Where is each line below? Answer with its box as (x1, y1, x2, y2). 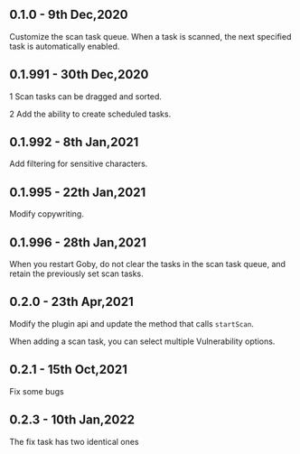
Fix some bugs (9, 385, 65, 396)
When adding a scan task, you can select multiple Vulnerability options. (9, 336, 276, 347)
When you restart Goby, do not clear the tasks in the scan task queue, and (9, 259, 286, 270)
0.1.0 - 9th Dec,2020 (9, 7, 128, 23)
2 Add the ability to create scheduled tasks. (9, 108, 172, 119)
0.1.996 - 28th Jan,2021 (9, 235, 147, 250)
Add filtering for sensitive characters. (9, 158, 148, 170)
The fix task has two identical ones (9, 436, 139, 447)
